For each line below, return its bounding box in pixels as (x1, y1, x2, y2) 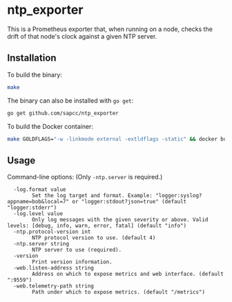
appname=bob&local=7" (7, 199, 70, 205)
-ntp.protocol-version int (13, 228, 91, 236)
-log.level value (13, 210, 64, 217)
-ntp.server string (13, 241, 70, 248)
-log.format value (13, 186, 67, 193)
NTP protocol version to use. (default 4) (32, 234, 156, 241)
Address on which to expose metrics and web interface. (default (32, 271, 224, 278)
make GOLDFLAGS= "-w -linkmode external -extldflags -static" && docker (7, 135, 217, 143)
